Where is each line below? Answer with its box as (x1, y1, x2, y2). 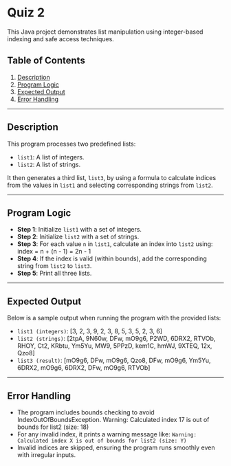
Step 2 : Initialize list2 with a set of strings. (16, 232, 140, 241)
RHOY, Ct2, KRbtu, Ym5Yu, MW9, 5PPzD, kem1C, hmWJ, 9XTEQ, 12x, (16, 342, 212, 350)
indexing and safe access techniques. (7, 34, 115, 43)
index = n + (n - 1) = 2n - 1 (16, 247, 91, 256)
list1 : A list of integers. (16, 153, 85, 161)
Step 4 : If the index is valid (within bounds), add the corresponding (16, 254, 208, 263)
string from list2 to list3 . (16, 262, 92, 270)
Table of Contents (7, 55, 86, 67)
